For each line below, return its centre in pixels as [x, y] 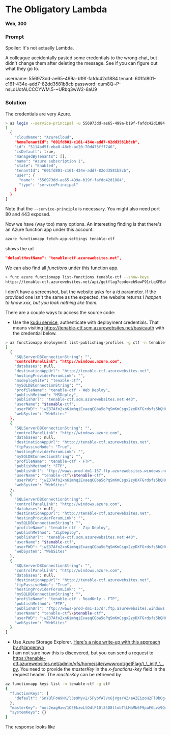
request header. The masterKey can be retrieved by [67, 675]
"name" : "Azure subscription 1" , [50, 161]
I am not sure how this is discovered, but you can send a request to [83, 653]
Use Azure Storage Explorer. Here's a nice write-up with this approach [86, 642]
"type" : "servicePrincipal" [49, 185]
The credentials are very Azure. [38, 114]
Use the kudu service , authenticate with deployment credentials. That [85, 322]
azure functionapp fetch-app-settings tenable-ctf [60, 239]
